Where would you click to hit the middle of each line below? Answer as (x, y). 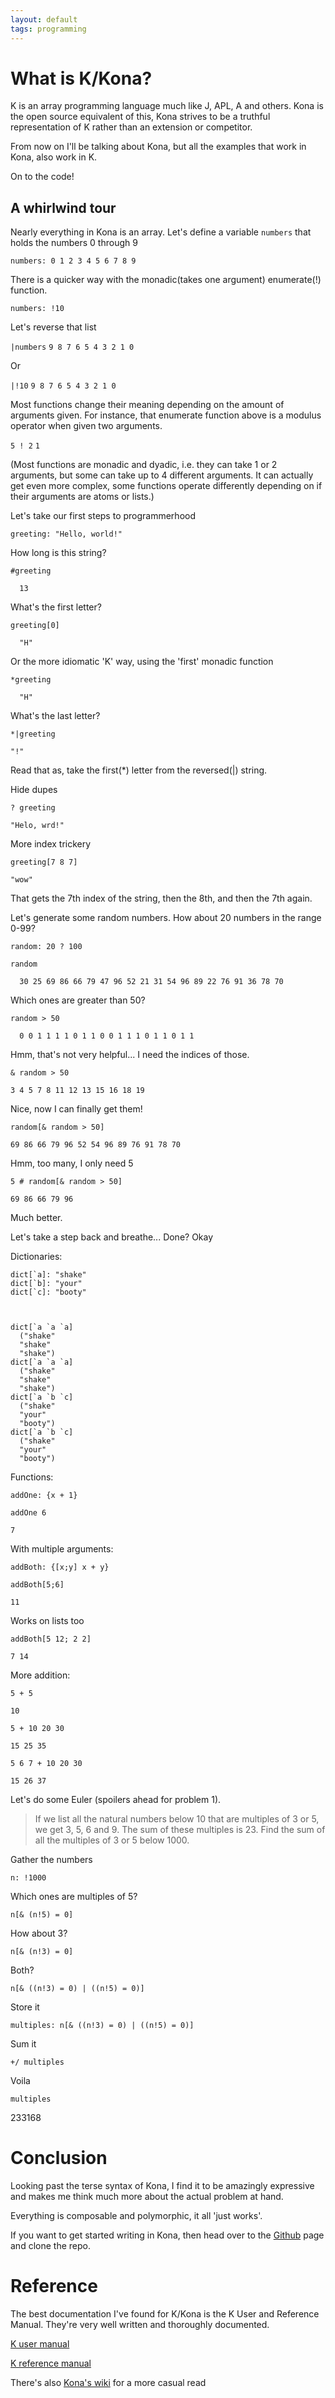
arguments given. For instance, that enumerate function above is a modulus (166, 415)
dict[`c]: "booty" (48, 1292)
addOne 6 (28, 1513)
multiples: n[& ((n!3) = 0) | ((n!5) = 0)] (102, 2026)
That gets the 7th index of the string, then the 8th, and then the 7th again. (161, 898)
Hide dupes (34, 790)
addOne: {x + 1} (44, 1496)
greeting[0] (35, 626)
